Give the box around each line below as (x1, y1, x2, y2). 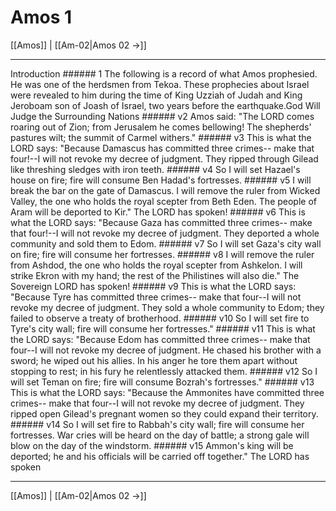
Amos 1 (10, 6, 73, 29)
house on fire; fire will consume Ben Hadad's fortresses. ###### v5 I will (10, 174, 312, 186)
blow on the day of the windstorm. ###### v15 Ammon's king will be (10, 439, 294, 451)
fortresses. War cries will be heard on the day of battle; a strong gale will (10, 429, 310, 441)
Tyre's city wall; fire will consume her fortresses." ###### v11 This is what (10, 322, 316, 335)
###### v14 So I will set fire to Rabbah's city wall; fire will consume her (10, 418, 305, 430)
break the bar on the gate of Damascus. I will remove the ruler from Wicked (10, 184, 321, 196)
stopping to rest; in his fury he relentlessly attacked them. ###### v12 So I (10, 365, 318, 377)
